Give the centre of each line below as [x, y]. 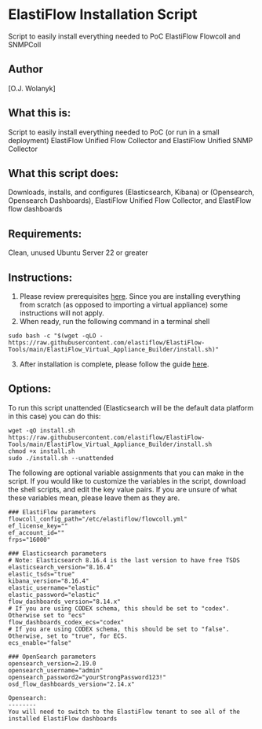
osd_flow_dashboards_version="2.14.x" [71, 684]
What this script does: [64, 173]
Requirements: [45, 234]
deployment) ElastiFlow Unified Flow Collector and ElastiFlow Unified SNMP [131, 140]
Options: [30, 389]
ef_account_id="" [36, 532]
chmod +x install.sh [42, 451]
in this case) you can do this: [55, 416]
